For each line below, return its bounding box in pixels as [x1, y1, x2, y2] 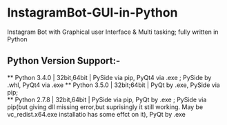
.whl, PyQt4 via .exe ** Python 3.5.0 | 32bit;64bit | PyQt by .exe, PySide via [7, 81, 221, 89]
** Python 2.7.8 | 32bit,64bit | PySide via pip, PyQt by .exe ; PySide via [7, 95, 207, 104]
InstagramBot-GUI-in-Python [7, 5, 178, 21]
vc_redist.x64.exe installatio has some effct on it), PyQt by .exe [7, 110, 186, 118]
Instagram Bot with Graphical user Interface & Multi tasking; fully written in [7, 28, 219, 36]
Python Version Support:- [7, 55, 121, 67]
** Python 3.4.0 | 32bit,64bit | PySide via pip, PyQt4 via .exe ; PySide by [7, 73, 212, 81]
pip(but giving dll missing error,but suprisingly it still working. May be [7, 102, 204, 111]
